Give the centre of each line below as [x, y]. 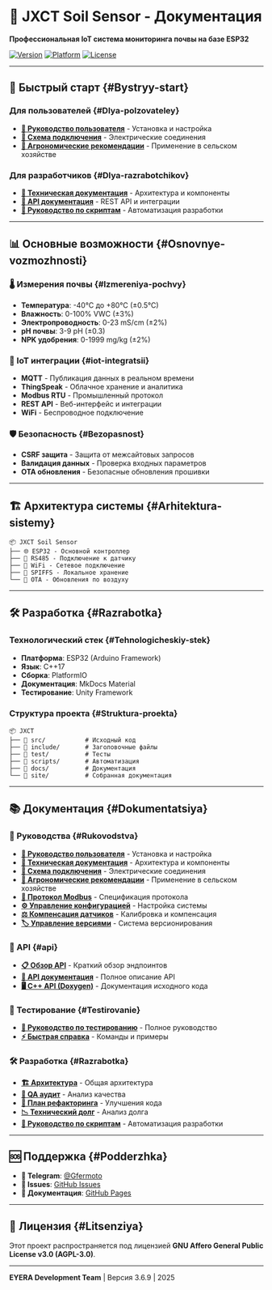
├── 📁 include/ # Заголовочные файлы [84, 747]
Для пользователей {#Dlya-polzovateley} [94, 111]
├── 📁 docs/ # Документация [73, 768]
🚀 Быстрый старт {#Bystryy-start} [99, 88]
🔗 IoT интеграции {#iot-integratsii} [80, 360]
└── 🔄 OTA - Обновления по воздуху [69, 580]
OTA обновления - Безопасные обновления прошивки [115, 472]
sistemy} [32, 523]
